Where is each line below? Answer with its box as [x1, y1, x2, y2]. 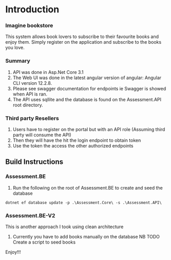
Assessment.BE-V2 [5, 212, 55, 219]
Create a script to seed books [12, 239, 76, 245]
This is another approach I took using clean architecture [5, 224, 124, 230]
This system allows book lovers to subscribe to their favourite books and [5, 33, 159, 40]
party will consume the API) [12, 132, 72, 138]
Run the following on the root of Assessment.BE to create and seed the [12, 184, 163, 191]
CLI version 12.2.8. [12, 80, 52, 86]
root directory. [12, 102, 43, 108]
